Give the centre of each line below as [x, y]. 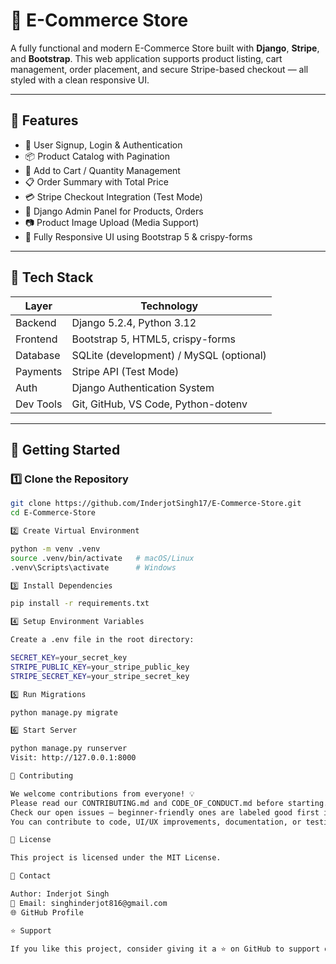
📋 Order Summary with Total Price [96, 181]
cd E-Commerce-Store [53, 513]
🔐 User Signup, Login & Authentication [103, 145]
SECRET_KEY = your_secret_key [69, 658]
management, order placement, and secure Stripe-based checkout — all [159, 69]
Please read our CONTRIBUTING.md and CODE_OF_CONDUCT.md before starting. [169, 803]
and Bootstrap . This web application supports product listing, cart [146, 58]
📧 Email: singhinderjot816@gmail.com [89, 903]
